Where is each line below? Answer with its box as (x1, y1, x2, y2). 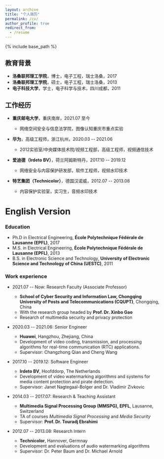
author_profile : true (5, 21, 50, 26)
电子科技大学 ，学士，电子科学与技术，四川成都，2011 (12, 85, 121, 91)
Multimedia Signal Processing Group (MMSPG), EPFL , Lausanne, (19, 403, 154, 409)
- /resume (9, 30, 30, 35)
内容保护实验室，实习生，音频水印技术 (19, 188, 98, 194)
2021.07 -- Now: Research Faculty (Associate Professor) (12, 284, 127, 290)
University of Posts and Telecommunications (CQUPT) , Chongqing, (19, 299, 160, 305)
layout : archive (5, 7, 38, 12)
